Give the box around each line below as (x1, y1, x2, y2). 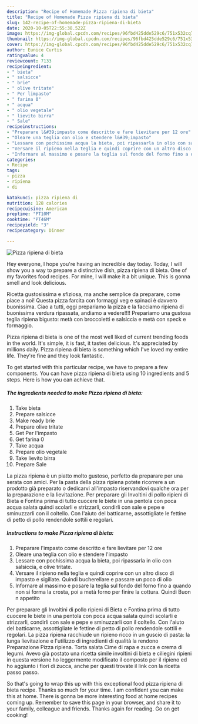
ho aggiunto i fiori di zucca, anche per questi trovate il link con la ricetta (6, 662, 180, 669)
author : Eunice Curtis (6, 47, 62, 53)
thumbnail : (6, 36, 33, 42)
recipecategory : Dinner (6, 228, 65, 233)
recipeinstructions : (6, 124, 58, 130)
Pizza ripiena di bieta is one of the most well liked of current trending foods (6, 333, 189, 340)
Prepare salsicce (15, 410, 56, 417)
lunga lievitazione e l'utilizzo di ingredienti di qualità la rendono (6, 637, 159, 644)
